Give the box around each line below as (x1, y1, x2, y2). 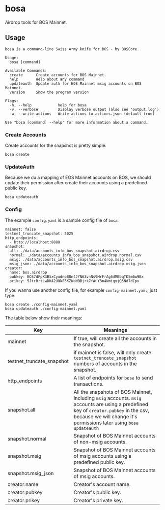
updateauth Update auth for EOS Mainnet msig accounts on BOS (9, 81, 141, 86)
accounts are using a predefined (73, 401, 148, 408)
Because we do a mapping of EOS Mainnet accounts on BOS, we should (5, 174, 151, 180)
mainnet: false (5, 227, 36, 232)
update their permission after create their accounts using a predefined (5, 180, 147, 186)
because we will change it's (73, 413, 137, 420)
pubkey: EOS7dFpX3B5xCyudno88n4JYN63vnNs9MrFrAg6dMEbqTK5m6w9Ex (9, 274, 144, 279)
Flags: (5, 98, 19, 103)
